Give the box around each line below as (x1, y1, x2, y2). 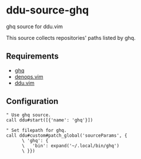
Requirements (6, 51, 59, 62)
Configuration (6, 96, 59, 106)
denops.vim (14, 73, 43, 80)
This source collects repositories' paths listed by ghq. (6, 34, 136, 41)
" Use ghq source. (6, 112, 51, 118)
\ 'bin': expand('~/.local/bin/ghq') (21, 143, 119, 148)
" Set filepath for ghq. (6, 127, 67, 133)
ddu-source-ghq (6, 4, 89, 17)
